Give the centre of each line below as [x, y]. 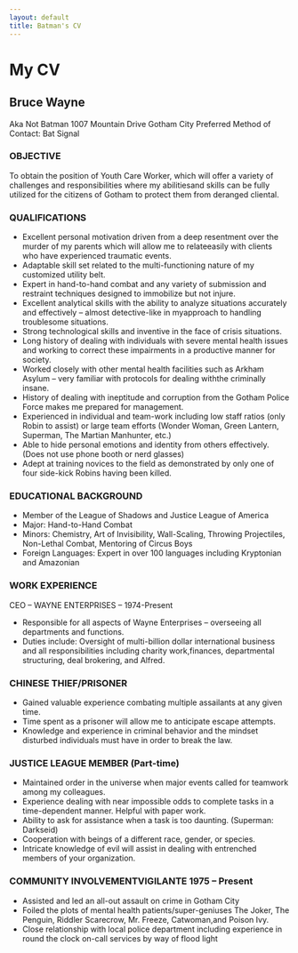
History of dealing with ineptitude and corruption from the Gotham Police [156, 397]
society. [36, 360]
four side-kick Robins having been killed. [97, 473]
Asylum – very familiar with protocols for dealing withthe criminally [144, 379]
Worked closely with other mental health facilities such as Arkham [143, 369]
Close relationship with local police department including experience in [152, 929]
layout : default [39, 17]
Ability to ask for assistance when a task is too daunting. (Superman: [148, 821]
